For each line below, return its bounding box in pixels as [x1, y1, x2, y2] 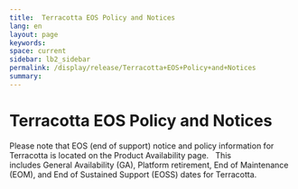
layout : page [9, 30, 59, 39]
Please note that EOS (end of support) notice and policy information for [9, 140, 275, 151]
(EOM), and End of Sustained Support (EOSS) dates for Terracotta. [9, 168, 257, 180]
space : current [9, 47, 67, 56]
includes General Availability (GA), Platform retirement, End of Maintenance [9, 159, 289, 170]
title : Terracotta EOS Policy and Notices [9, 13, 176, 22]
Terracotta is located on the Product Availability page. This [9, 149, 232, 160]
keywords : [9, 38, 47, 48]
